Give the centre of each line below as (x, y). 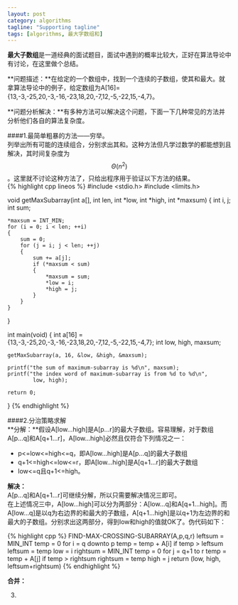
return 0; (22, 392)
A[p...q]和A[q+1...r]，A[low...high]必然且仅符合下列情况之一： (97, 438)
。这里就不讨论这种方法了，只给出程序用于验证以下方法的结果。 (101, 178)
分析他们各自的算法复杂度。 (48, 121)
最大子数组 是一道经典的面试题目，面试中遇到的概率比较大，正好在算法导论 (116, 55)
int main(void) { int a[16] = (45, 334)
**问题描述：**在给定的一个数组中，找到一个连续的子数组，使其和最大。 (113, 79)
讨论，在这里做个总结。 (48, 64)
